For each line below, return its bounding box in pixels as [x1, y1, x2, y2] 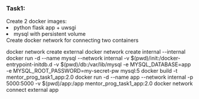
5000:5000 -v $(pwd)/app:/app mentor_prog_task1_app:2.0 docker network [6, 80, 193, 87]
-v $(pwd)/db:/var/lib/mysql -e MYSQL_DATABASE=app [53, 61, 191, 68]
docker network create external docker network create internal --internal [6, 48, 186, 55]
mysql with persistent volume [14, 30, 86, 38]
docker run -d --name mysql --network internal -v [6, 55, 130, 62]
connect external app [6, 86, 59, 94]
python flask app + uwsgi [14, 24, 76, 31]
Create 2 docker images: [6, 18, 67, 25]
